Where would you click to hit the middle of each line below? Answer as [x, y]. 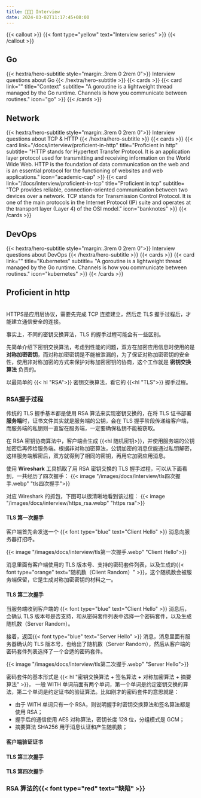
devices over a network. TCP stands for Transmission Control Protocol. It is [99, 196]
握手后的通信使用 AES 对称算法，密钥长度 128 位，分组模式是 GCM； [100, 720]
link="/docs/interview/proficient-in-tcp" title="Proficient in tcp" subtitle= [95, 184]
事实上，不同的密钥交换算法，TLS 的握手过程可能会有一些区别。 [85, 334]
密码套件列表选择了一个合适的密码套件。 [56, 651]
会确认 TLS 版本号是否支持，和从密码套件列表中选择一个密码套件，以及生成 [99, 616]
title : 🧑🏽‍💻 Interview [33, 12]
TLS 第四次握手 [25, 772]
